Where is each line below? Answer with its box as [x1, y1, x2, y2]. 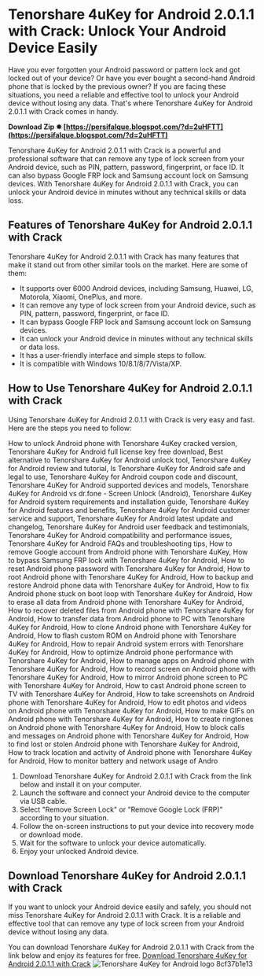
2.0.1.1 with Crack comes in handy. [8, 106, 119, 116]
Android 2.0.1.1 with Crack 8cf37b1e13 [8, 959, 253, 969]
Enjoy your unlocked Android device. [19, 846, 139, 856]
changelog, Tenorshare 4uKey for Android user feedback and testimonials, [8, 521, 250, 532]
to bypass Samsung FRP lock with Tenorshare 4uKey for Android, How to [8, 555, 245, 565]
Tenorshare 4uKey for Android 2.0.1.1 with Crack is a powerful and [8, 145, 222, 155]
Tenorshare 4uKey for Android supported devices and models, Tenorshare [8, 480, 249, 489]
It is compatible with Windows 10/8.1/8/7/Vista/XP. [19, 359, 182, 368]
